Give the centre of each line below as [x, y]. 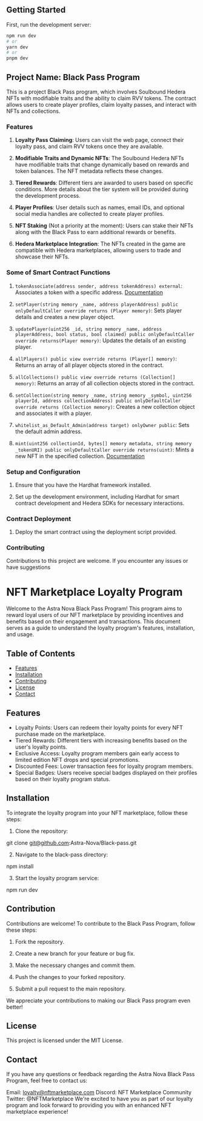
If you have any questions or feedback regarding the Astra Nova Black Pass [101, 1074]
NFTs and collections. [33, 111]
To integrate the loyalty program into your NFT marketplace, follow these [97, 813]
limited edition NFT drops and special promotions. [77, 760]
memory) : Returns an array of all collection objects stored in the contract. [105, 383]
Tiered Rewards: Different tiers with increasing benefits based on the [101, 741]
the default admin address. [49, 431]
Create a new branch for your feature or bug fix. [75, 953]
